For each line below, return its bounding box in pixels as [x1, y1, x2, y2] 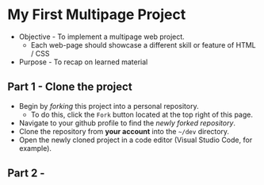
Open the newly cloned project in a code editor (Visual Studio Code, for [18, 135, 253, 145]
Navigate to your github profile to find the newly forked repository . [18, 118, 235, 128]
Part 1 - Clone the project [7, 80, 132, 94]
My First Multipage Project [7, 6, 186, 24]
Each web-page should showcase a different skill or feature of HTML [30, 40, 257, 49]
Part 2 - [7, 167, 45, 180]
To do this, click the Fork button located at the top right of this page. [30, 110, 254, 119]
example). [18, 143, 52, 152]
